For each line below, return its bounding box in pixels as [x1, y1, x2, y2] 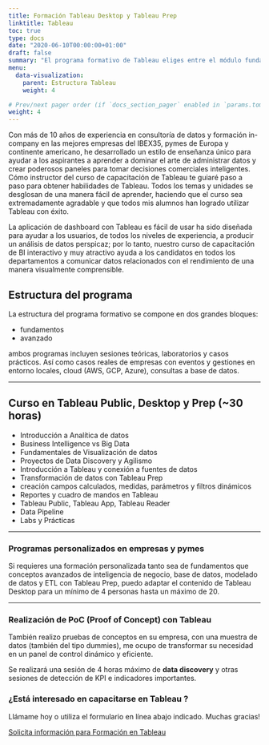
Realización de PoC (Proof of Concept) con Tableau [8, 614, 212, 625]
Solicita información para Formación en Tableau [8, 727, 167, 737]
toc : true [8, 26, 42, 34]
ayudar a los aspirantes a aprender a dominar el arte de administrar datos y [8, 155, 256, 165]
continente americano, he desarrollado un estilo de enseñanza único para [8, 147, 251, 157]
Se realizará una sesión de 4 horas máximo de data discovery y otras [8, 665, 239, 675]
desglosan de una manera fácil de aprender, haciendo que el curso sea [8, 190, 243, 199]
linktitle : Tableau [8, 19, 74, 27]
